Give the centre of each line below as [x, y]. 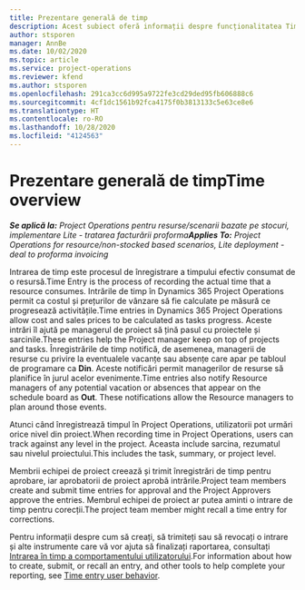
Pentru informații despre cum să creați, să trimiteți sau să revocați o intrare [149, 536]
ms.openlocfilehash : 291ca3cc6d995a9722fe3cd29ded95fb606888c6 [132, 93]
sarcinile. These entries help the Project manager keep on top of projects [144, 339]
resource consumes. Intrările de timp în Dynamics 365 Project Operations [147, 290]
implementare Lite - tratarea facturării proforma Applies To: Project [135, 235]
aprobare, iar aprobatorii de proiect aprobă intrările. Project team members [148, 480]
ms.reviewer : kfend [46, 77]
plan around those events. [58, 407]
